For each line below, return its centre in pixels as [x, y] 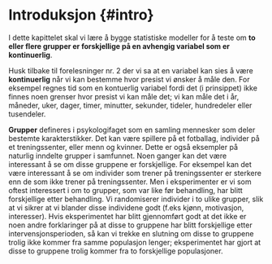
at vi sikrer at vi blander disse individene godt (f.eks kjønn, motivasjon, [126, 207]
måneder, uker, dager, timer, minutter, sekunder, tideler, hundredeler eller [130, 105]
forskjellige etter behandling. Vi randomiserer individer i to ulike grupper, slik [136, 199]
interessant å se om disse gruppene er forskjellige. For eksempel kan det [130, 164]
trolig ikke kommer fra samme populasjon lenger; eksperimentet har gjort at [135, 242]
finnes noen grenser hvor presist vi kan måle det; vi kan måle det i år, [124, 96]
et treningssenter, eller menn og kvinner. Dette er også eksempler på [123, 147]
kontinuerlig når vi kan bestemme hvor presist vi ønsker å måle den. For [129, 79]
